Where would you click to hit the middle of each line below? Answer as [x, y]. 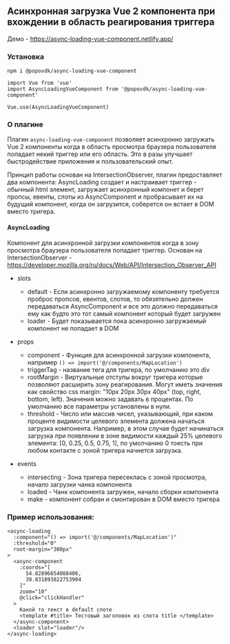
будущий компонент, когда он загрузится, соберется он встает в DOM [111, 204]
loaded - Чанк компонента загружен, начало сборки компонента [123, 491]
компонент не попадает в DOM [73, 328]
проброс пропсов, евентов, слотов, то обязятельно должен [115, 299]
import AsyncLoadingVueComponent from [63, 89]
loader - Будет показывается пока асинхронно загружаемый [117, 321]
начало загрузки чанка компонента [80, 484]
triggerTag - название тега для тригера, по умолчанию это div [118, 369]
